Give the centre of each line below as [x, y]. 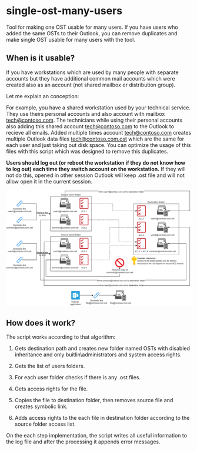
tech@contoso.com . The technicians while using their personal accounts [94, 120]
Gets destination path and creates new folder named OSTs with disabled [102, 349]
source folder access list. [45, 424]
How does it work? [41, 323]
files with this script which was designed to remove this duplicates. [87, 151]
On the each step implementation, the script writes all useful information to [96, 436]
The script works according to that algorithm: [61, 337]
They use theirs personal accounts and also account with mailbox [86, 113]
